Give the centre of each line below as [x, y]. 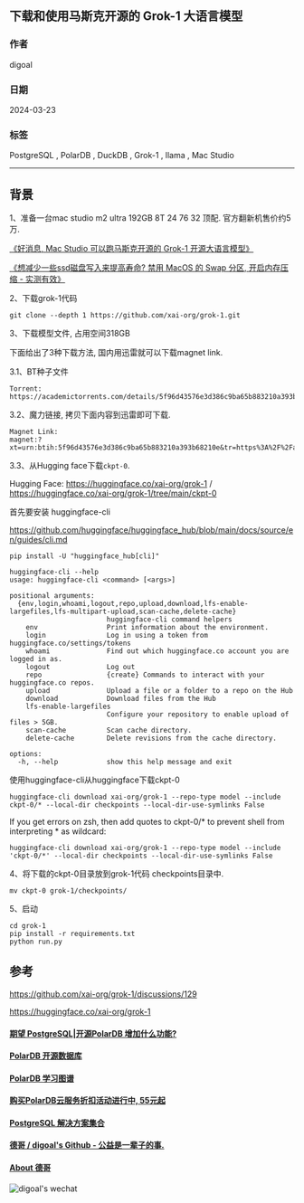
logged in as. [36, 659]
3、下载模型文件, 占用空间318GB [70, 334]
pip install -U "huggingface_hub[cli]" [85, 556]
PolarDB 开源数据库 [46, 1056]
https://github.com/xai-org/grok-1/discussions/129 [103, 994]
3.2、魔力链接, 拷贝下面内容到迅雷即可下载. [90, 415]
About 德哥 [30, 1168]
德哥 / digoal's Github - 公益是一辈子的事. [87, 1145]
